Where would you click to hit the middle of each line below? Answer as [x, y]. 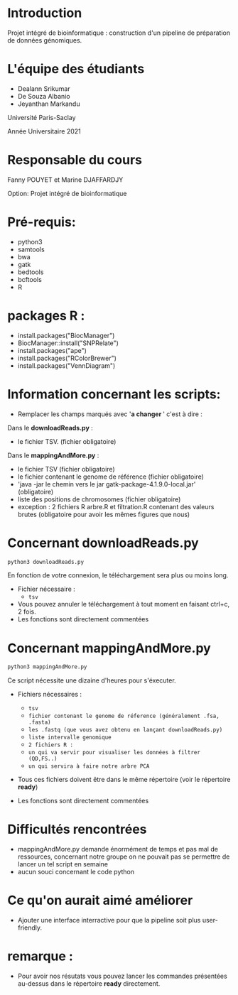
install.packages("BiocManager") [66, 335]
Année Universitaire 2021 [44, 131]
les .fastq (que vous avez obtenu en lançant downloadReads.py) [125, 730]
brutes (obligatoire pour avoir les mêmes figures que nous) [104, 514]
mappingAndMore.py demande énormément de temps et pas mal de [118, 849]
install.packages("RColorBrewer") [67, 358]
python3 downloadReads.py [45, 562]
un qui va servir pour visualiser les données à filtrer [114, 753]
